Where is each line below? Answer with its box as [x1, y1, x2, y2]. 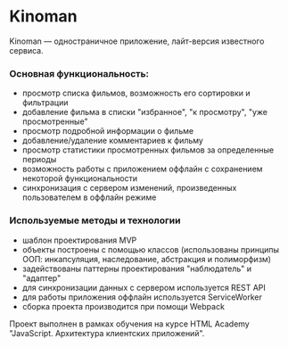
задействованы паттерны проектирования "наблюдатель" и [21, 263, 252, 274]
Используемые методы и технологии [9, 214, 181, 227]
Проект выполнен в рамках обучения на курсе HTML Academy [9, 318, 250, 329]
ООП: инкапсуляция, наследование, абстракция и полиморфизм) [21, 253, 272, 264]
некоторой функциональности [21, 173, 138, 184]
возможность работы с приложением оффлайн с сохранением [21, 163, 263, 175]
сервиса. [9, 45, 44, 55]
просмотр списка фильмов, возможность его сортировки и [21, 87, 251, 99]
